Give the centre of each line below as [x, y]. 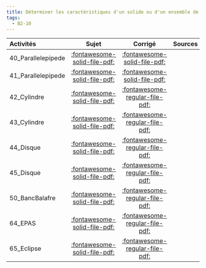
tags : [13, 18]
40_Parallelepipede [37, 58]
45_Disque [25, 173]
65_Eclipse [25, 248]
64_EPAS [23, 223]
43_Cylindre [27, 122]
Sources [185, 44]
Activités [23, 44]
